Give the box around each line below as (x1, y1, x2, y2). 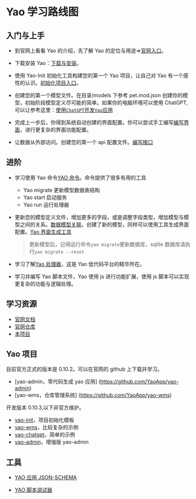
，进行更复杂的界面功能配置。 (19, 127, 92, 133)
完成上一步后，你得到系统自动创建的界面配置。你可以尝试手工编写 (14, 119, 174, 126)
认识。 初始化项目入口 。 (25, 80, 82, 86)
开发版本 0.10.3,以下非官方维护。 (6, 404, 85, 411)
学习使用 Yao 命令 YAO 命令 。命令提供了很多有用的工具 (14, 174, 146, 181)
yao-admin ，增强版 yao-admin (14, 439, 89, 446)
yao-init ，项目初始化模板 (14, 416, 74, 423)
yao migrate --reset (34, 249, 85, 255)
